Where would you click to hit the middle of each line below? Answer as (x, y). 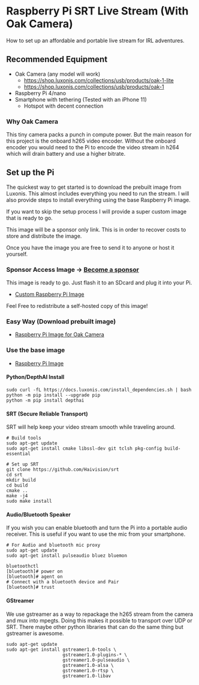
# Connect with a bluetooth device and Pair (63, 582)
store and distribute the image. (44, 236)
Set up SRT (25, 464)
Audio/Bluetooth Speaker (38, 514)
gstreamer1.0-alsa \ (88, 665)
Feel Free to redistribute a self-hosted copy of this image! (77, 306)
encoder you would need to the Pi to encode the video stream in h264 (93, 147)
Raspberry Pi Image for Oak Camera (60, 334)
